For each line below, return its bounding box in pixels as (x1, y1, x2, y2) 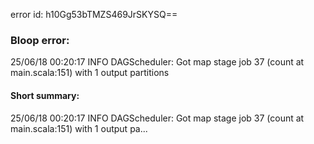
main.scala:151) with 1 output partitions (10, 67, 170, 79)
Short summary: (10, 89, 80, 101)
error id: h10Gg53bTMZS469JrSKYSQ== (10, 9, 178, 20)
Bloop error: (10, 33, 70, 47)
